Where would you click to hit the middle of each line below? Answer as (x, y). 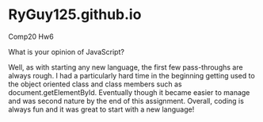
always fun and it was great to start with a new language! (101, 109)
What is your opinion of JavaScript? (67, 51)
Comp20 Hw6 (31, 36)
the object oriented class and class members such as (95, 84)
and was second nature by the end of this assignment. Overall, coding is (126, 101)
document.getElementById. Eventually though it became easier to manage (129, 92)
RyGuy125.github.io (75, 15)
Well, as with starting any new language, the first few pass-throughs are (126, 67)
